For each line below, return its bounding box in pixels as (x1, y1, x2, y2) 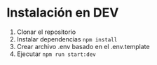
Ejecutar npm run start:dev (16, 50, 96, 58)
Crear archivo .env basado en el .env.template (16, 42, 150, 50)
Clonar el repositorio (16, 28, 76, 36)
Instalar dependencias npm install (16, 35, 118, 43)
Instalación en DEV (6, 5, 119, 21)
